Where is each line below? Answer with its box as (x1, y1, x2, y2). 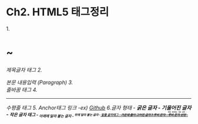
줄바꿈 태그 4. (6, 86, 38, 93)
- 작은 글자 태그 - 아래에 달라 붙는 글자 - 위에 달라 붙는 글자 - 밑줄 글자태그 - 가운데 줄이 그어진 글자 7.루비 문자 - (6, 110, 167, 119)
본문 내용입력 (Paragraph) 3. (6, 79, 73, 86)
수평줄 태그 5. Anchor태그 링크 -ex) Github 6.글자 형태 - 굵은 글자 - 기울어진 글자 (6, 104, 192, 111)
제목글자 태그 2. (6, 66, 42, 73)
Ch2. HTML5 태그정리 (6, 5, 109, 19)
